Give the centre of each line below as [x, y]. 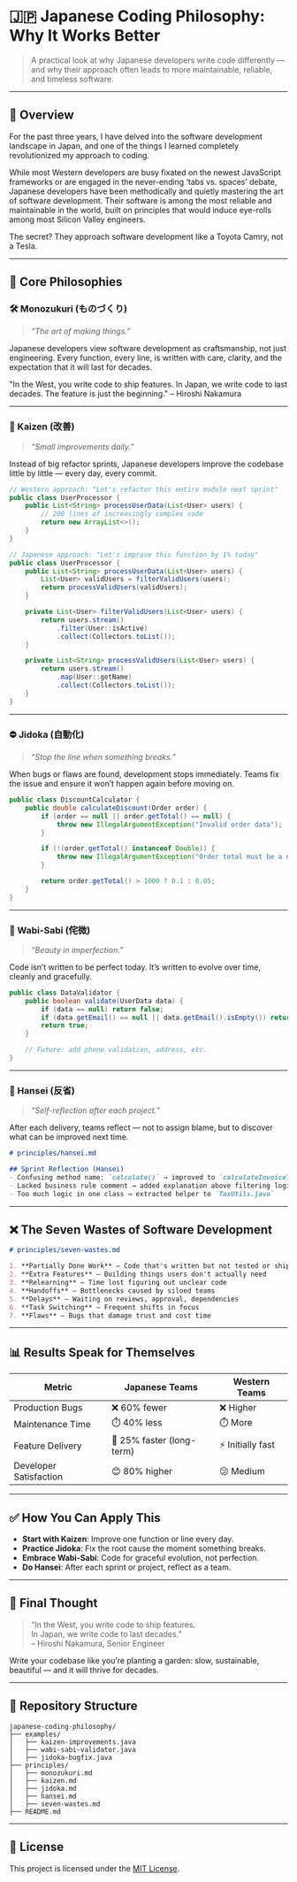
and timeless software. [72, 79]
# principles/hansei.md [53, 1153]
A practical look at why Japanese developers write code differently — [158, 60]
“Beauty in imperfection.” [77, 949]
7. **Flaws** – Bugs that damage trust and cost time [110, 1316]
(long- [183, 1440]
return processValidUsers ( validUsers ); [114, 588]
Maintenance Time [52, 1424]
